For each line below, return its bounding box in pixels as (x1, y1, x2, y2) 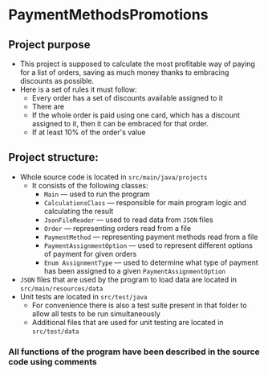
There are (31, 102, 65, 111)
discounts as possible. (19, 76, 95, 85)
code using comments (8, 356, 98, 367)
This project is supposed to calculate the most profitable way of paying (19, 59, 255, 68)
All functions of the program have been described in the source (8, 346, 261, 357)
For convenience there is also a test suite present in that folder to (31, 300, 247, 310)
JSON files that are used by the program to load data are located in (19, 274, 237, 284)
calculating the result (43, 206, 114, 216)
